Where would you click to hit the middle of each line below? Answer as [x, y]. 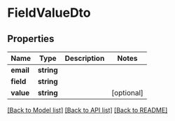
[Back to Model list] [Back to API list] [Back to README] [87, 110]
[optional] [127, 93]
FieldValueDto [49, 13]
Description [85, 58]
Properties [31, 39]
